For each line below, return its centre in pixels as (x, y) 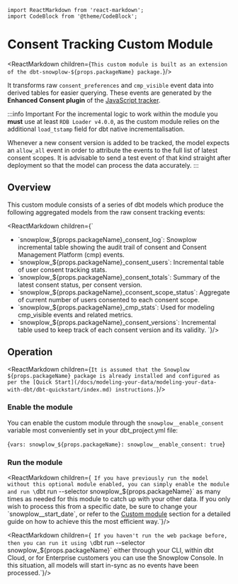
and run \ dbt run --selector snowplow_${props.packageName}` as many (114, 491)
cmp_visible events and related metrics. (75, 314)
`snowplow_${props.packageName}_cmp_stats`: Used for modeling (116, 307)
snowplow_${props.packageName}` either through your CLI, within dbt (110, 550)
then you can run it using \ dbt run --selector (76, 543)
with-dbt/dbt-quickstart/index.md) (60, 389)
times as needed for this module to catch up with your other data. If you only (119, 499)
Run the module (35, 462)
